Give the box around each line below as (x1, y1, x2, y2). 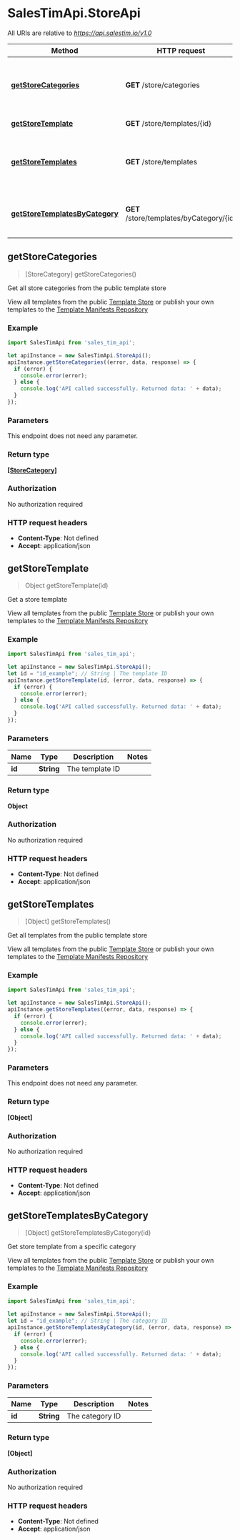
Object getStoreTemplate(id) (24, 581, 109, 590)
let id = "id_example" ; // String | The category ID (7, 1317, 168, 1325)
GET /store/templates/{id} (125, 118, 212, 128)
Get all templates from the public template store (7, 930, 148, 939)
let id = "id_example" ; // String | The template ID (7, 670, 168, 677)
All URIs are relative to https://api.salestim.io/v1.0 (7, 29, 152, 37)
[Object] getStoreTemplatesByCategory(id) (24, 1228, 151, 1237)
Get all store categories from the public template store (7, 284, 166, 292)
